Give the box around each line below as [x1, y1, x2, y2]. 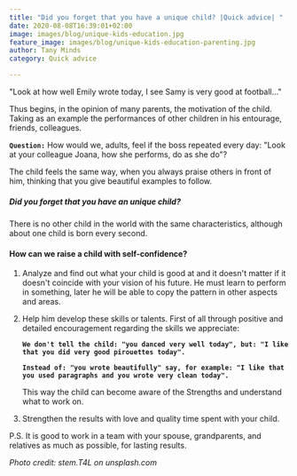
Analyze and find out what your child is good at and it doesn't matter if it [21, 268, 286, 279]
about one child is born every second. [9, 227, 148, 238]
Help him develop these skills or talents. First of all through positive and [21, 313, 284, 324]
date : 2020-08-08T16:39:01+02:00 [9, 21, 133, 30]
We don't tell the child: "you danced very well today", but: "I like [21, 340, 289, 349]
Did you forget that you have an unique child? [9, 196, 182, 207]
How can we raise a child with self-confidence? [9, 248, 188, 258]
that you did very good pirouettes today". [21, 348, 186, 357]
